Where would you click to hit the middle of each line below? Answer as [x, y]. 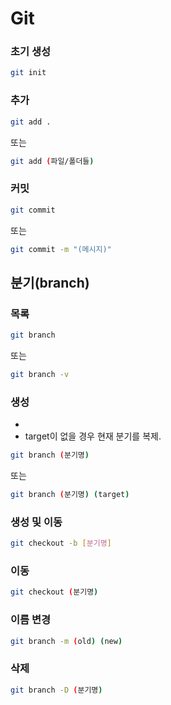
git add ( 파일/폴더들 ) [52, 161]
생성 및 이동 [36, 522]
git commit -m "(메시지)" [61, 249]
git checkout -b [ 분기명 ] [61, 543]
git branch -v [40, 375]
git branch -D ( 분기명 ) [56, 690]
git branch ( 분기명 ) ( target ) [70, 495]
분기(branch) [50, 282]
